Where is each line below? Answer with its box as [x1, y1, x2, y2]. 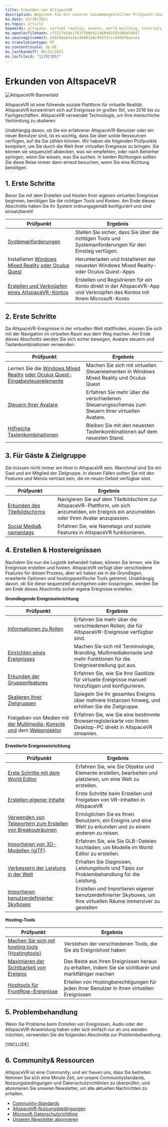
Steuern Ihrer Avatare [7, 401, 58, 408]
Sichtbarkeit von [7, 964, 46, 971]
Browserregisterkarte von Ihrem [74, 717, 149, 724]
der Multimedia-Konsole [7, 720, 65, 727]
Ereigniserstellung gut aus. [74, 662, 136, 669]
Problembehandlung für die [75, 871, 140, 878]
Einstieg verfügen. [75, 247, 118, 254]
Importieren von [7, 840, 45, 848]
